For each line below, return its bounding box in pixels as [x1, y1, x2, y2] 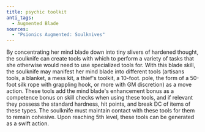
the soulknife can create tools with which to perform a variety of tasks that [6, 55, 195, 62]
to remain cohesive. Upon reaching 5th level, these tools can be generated [6, 114, 195, 121]
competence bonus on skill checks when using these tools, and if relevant [6, 94, 193, 101]
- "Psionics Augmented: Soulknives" [12, 32, 105, 38]
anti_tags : [6, 15, 34, 21]
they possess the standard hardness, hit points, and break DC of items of [6, 100, 191, 108]
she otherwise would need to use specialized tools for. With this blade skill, [6, 62, 196, 69]
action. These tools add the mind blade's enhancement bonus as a [6, 87, 174, 95]
